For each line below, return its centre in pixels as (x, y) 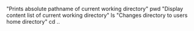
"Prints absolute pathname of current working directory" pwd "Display (95, 9)
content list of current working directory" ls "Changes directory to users (97, 15)
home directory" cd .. (33, 22)
